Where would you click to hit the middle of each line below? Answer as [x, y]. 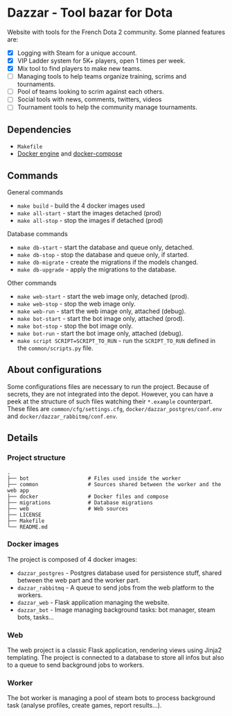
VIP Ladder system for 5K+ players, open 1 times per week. [101, 61]
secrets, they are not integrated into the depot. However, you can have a [110, 394]
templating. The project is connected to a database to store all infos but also [116, 658]
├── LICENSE [24, 515]
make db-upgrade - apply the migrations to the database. [97, 269]
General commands [35, 192]
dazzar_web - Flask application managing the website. [93, 602]
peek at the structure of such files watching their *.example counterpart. [110, 401]
